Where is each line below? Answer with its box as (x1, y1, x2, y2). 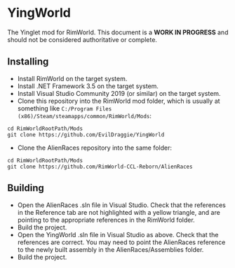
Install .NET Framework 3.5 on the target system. (17, 82, 159, 90)
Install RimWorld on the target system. (17, 74, 128, 83)
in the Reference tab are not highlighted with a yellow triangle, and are (17, 208, 221, 216)
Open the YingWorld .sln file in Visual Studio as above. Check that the (17, 230, 219, 239)
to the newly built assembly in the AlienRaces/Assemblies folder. (17, 245, 204, 253)
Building (7, 182, 44, 194)
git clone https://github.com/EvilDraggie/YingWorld (7, 131, 165, 138)
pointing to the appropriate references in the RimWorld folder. (17, 216, 195, 224)
